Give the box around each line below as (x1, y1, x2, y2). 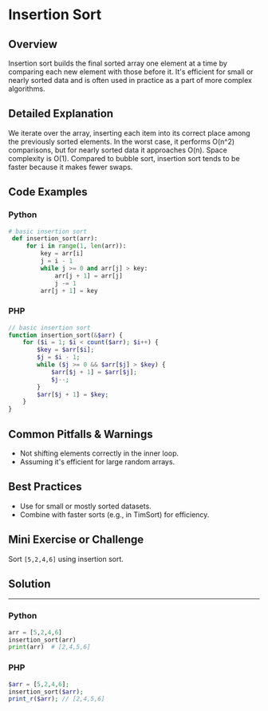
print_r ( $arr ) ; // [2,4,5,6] (8, 695, 105, 703)
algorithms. (8, 84, 45, 93)
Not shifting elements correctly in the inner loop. (19, 448, 179, 458)
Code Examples (8, 185, 88, 199)
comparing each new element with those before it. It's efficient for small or (8, 67, 254, 77)
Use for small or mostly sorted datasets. (19, 501, 152, 511)
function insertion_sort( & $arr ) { (8, 331, 124, 339)
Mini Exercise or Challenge (8, 533, 144, 547)
